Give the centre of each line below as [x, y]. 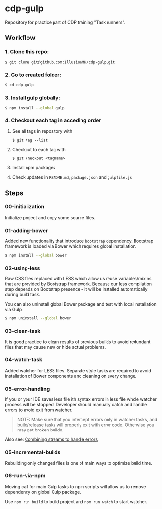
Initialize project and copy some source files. [50, 217]
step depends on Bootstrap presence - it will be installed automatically [76, 289]
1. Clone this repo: [27, 52]
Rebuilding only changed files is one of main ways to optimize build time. [79, 463]
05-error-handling [27, 389]
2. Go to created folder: [33, 75]
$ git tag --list [30, 140]
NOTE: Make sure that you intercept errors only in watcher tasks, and [87, 420]
